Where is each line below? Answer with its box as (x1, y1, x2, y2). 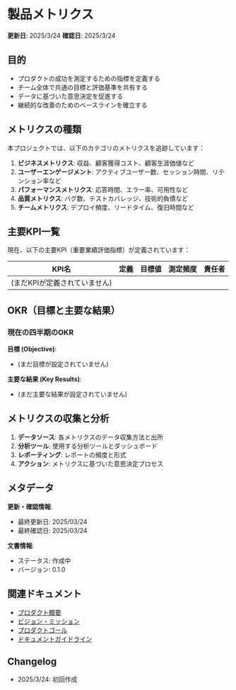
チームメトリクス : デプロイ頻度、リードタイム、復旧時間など (17, 203, 194, 211)
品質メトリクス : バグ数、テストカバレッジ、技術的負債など (17, 194, 189, 203)
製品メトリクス (7, 6, 94, 23)
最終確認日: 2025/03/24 (17, 526, 88, 535)
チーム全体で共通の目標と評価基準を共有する (17, 83, 148, 91)
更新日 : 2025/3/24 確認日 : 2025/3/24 (7, 31, 116, 40)
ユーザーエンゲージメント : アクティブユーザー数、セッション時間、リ (17, 167, 219, 176)
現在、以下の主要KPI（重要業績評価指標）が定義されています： (7, 246, 191, 254)
